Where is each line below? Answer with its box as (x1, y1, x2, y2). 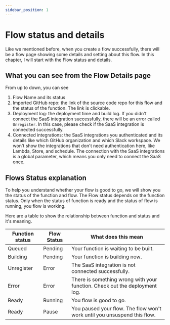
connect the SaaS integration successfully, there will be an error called (12, 116, 160, 122)
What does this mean (90, 234, 143, 241)
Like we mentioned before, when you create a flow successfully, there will (5, 46, 160, 52)
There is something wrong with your (71, 276, 157, 283)
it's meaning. (5, 218, 32, 224)
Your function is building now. (71, 253, 142, 260)
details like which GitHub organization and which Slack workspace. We (12, 137, 161, 144)
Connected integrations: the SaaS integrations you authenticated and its (12, 132, 163, 138)
